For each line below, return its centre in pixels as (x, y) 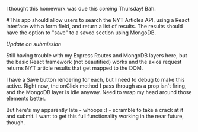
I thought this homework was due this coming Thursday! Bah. (81, 9)
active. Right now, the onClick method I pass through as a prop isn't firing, (96, 86)
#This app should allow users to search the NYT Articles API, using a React (98, 20)
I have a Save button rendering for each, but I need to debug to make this (95, 80)
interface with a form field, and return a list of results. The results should (95, 26)
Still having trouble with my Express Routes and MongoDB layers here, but (97, 55)
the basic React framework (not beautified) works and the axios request (94, 62)
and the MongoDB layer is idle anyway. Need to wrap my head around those (99, 92)
